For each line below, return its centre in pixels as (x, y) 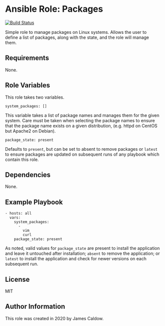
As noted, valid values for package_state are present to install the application (82, 248)
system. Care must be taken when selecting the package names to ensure (80, 120)
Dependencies (28, 175)
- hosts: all (18, 214)
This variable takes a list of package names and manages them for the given (82, 115)
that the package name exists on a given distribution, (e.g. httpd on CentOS (81, 126)
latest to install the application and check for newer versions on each (76, 259)
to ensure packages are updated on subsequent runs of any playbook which (82, 154)
